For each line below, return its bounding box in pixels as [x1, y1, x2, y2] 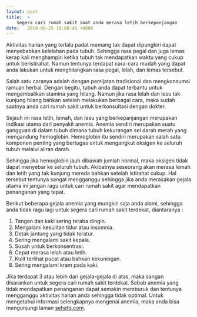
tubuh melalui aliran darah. [6, 146, 71, 153]
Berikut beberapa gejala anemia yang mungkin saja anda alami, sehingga [6, 200, 183, 207]
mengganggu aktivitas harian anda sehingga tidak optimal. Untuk [6, 292, 163, 299]
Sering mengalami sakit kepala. [14, 237, 91, 244]
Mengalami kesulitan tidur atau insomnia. [14, 224, 114, 231]
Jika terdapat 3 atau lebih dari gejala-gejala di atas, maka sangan [6, 273, 164, 280]
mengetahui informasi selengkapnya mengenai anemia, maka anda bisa [6, 298, 179, 305]
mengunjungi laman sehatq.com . [6, 305, 85, 312]
